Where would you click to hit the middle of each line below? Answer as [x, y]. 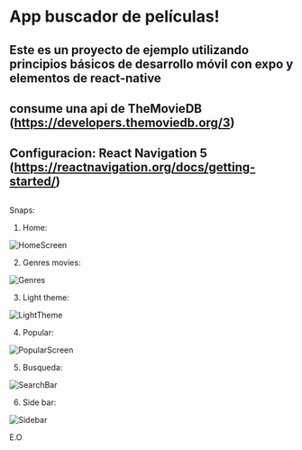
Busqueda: [42, 367]
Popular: [38, 332]
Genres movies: [51, 262]
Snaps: [23, 210]
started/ [33, 182]
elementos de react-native [86, 78]
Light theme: [46, 297]
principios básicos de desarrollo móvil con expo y [151, 64]
